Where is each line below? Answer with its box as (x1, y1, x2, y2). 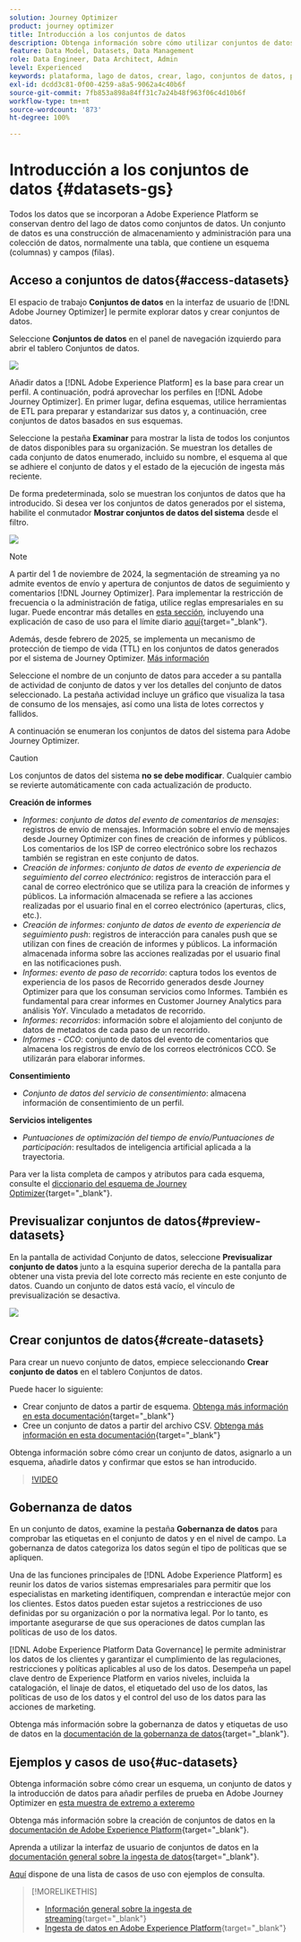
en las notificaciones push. (21, 958, 123, 968)
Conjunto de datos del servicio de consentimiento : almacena (21, 1088, 246, 1099)
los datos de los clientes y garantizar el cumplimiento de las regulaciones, (9, 1654, 282, 1664)
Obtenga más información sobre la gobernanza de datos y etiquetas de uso (9, 1719, 288, 1730)
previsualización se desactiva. (9, 1290, 121, 1301)
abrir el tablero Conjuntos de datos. (9, 342, 141, 353)
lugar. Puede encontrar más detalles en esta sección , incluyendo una (9, 606, 264, 617)
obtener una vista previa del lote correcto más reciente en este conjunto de (9, 1270, 288, 1281)
